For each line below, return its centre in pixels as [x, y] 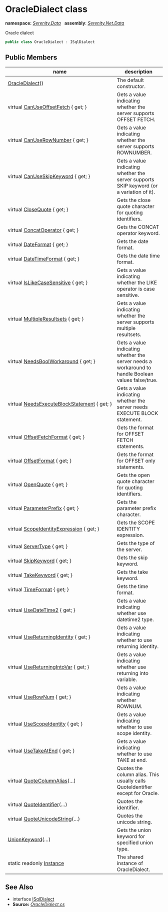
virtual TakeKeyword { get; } [40, 575]
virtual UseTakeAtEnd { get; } [41, 750]
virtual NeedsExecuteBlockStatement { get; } [60, 403]
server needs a [134, 361]
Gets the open [133, 475]
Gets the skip [132, 557]
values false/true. [137, 380]
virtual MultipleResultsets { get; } [46, 318]
